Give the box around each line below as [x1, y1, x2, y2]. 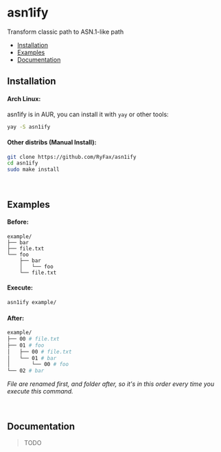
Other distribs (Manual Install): [7, 138, 97, 146]
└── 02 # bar [7, 367, 45, 374]
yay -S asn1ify [7, 123, 51, 130]
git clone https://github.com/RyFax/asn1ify [7, 153, 137, 160]
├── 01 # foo [7, 342, 45, 349]
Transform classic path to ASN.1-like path [7, 28, 124, 36]
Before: [7, 218, 29, 226]
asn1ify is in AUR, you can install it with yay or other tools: [7, 110, 170, 118]
